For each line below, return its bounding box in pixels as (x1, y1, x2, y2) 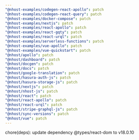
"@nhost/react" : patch (5, 93, 51, 98)
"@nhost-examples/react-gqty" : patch (5, 30, 82, 35)
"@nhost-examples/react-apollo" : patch (5, 25, 87, 30)
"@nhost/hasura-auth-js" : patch (5, 75, 71, 80)
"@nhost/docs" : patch (5, 66, 49, 71)
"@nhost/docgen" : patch (5, 61, 54, 66)
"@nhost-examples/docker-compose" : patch (5, 16, 91, 21)
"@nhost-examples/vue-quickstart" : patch (5, 48, 91, 53)
